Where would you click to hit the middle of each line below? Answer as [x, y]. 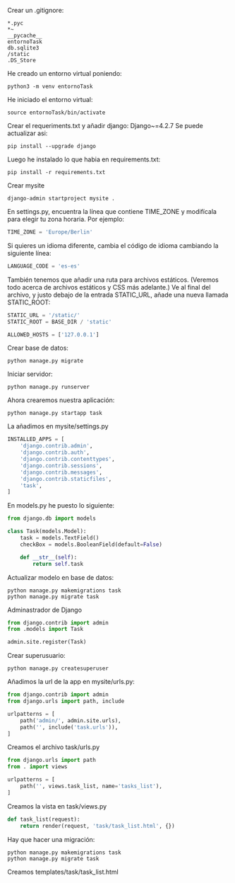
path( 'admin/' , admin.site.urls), [71, 720]
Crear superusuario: [36, 656]
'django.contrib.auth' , [55, 452]
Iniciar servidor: [30, 374]
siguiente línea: [29, 253]
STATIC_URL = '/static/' [44, 315]
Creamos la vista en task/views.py [57, 806]
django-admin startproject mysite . [61, 198]
